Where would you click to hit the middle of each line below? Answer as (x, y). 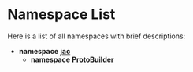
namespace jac (45, 51)
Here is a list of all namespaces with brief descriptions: (96, 36)
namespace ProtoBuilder (72, 59)
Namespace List (61, 14)
